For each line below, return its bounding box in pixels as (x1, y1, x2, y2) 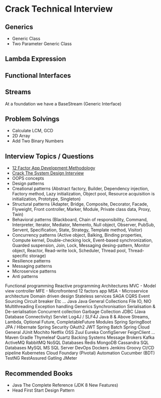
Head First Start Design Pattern (12, 387, 75, 393)
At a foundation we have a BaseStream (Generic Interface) (5, 101, 122, 106)
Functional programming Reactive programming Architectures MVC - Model (5, 283, 156, 289)
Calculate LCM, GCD (12, 128, 53, 134)
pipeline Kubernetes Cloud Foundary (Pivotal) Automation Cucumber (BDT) (5, 350, 155, 356)
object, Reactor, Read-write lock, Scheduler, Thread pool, (12, 248, 127, 254)
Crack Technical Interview (5, 3, 113, 15)
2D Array (12, 133, 31, 139)
